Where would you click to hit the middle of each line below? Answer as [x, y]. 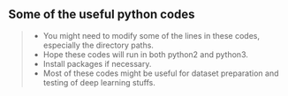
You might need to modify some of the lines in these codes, [151, 35]
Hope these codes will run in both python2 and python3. [145, 54]
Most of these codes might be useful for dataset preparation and [161, 73]
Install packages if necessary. [97, 63]
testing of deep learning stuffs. [99, 82]
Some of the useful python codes [102, 15]
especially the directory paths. [98, 45]
